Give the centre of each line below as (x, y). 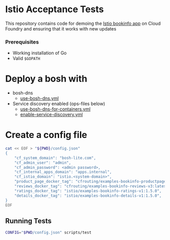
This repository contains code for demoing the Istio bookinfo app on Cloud (83, 23)
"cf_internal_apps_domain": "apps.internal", (63, 172)
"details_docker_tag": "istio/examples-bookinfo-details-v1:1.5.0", (88, 196)
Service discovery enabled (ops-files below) (59, 104)
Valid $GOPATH (26, 58)
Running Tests (28, 221)
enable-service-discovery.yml (51, 115)
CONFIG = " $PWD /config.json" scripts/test (49, 233)
